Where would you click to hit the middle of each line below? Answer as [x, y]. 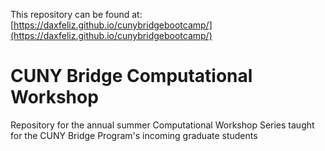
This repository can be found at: [76, 14]
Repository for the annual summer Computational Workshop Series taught [162, 125]
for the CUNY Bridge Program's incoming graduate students [134, 135]
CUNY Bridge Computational [131, 76]
